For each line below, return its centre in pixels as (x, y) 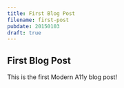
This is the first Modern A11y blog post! (62, 77)
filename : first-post (38, 20)
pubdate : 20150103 (33, 26)
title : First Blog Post (41, 13)
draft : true (24, 33)
